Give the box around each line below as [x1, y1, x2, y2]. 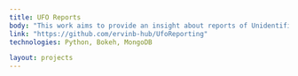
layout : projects [9, 54, 74, 63]
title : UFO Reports [9, 12, 82, 22]
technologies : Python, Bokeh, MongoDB [9, 37, 153, 47]
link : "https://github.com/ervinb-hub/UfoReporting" [9, 29, 208, 38]
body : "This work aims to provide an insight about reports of [9, 21, 248, 30]
